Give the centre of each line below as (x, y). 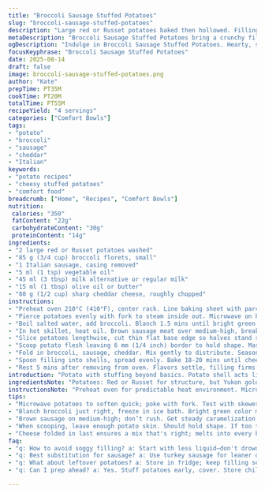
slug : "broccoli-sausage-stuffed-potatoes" (81, 23)
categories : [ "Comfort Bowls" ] (60, 118)
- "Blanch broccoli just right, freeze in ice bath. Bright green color (130, 412)
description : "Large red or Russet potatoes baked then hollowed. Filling (134, 30)
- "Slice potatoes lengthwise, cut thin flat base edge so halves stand (130, 338)
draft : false (30, 67)
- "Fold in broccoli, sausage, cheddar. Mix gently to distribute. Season (134, 353)
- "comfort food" (37, 191)
